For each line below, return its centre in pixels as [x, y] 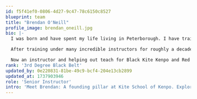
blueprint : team [25, 17]
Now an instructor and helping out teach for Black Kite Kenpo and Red [101, 60]
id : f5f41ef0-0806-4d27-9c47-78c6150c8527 [58, 11]
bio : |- [15, 33]
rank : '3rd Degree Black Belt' [44, 65]
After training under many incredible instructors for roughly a [93, 49]
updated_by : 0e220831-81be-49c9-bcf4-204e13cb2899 [69, 71]
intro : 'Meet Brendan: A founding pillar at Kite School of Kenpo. [90, 87]
